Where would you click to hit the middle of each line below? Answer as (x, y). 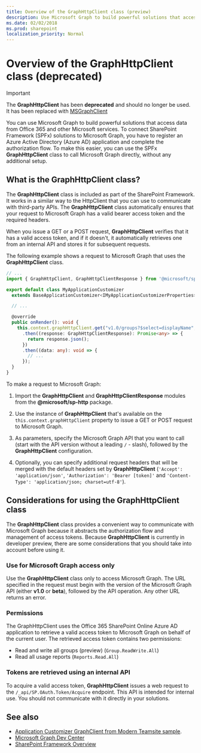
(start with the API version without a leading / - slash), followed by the (101, 444)
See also (22, 717)
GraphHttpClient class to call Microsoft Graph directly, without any (89, 155)
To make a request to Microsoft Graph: (54, 384)
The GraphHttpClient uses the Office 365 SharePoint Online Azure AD (92, 626)
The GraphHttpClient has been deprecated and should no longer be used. (98, 105)
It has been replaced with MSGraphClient (57, 111)
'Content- (179, 475)
